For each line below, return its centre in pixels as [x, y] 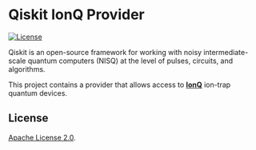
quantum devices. [38, 93]
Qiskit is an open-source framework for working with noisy [105, 52]
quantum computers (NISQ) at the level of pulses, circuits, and [130, 61]
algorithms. [27, 69]
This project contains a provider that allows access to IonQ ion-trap [120, 85]
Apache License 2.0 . [42, 137]
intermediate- [226, 52]
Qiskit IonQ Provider [77, 15]
